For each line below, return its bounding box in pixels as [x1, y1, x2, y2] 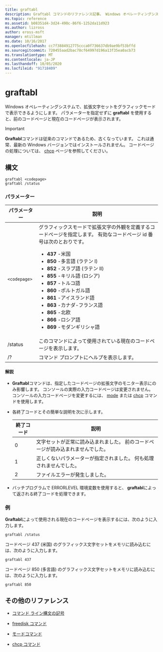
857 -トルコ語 [47, 280, 81, 287]
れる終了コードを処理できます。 [25, 491, 89, 497]
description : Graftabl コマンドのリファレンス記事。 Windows [5, 12, 121, 17]
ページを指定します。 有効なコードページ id [48, 231, 147, 238]
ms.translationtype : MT [5, 52, 53, 58]
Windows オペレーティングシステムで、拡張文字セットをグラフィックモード [5, 103, 156, 110]
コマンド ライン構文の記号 [12, 610, 65, 616]
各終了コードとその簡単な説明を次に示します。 [12, 409, 105, 415]
